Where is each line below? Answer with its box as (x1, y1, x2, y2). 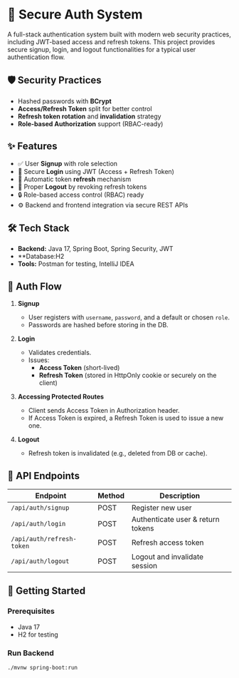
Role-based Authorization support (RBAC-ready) (17, 119, 164, 128)
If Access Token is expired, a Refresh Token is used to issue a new (28, 414, 224, 423)
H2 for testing (17, 630, 58, 639)
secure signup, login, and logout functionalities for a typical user (7, 45, 196, 53)
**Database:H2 (17, 252, 65, 261)
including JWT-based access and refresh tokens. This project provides (7, 37, 216, 46)
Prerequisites (7, 606, 55, 616)
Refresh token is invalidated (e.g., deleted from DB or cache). (28, 449, 208, 458)
